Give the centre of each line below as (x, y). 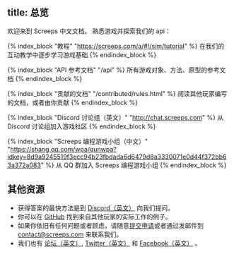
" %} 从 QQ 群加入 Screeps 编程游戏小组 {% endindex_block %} (134, 165)
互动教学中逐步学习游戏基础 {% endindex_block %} (82, 54)
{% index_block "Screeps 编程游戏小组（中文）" (78, 141)
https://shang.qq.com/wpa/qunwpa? (63, 149)
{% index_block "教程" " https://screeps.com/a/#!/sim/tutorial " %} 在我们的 (116, 46)
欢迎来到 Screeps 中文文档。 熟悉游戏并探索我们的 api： (89, 31)
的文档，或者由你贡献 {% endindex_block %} (72, 102)
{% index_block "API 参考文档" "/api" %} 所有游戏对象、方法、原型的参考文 (117, 70)
